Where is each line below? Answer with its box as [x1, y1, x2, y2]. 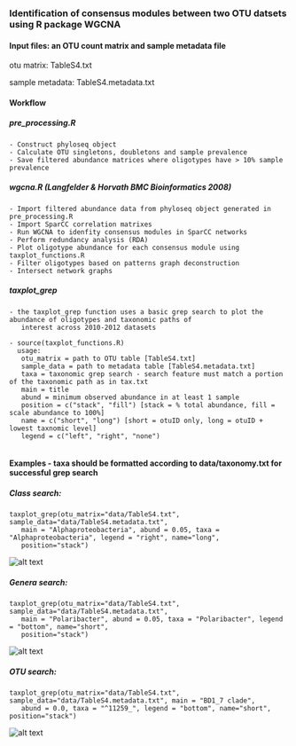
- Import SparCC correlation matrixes [9, 220, 152, 229]
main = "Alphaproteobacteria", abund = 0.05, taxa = [20, 526, 220, 535]
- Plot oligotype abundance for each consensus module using [9, 243, 240, 252]
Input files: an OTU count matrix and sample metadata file [9, 40, 226, 51]
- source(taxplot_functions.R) [9, 338, 125, 348]
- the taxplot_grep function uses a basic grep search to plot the [9, 307, 264, 317]
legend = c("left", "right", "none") [20, 431, 161, 441]
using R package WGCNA [9, 18, 121, 30]
